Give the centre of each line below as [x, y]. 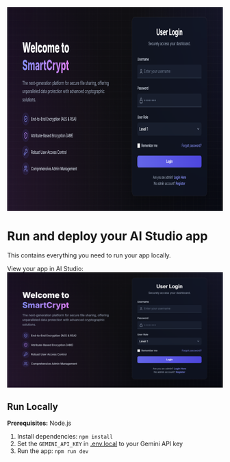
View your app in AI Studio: [45, 268]
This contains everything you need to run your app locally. [89, 255]
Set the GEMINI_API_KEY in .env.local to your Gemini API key [100, 444]
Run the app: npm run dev [53, 451]
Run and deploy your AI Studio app [107, 236]
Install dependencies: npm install [65, 437]
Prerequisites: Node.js [39, 423]
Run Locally [33, 407]
